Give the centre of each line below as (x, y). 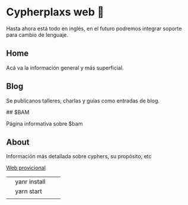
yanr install (30, 182)
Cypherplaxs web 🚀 (55, 12)
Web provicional (26, 168)
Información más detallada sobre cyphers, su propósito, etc (79, 156)
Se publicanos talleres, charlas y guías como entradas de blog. (83, 101)
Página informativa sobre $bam (44, 123)
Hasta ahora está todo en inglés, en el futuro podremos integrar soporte (94, 28)
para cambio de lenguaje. (37, 34)
